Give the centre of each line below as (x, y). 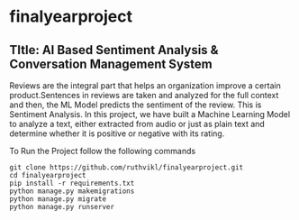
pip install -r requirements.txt (72, 183)
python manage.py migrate (58, 199)
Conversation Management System (111, 64)
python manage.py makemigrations (72, 191)
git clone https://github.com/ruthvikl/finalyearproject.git (127, 168)
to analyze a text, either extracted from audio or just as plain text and (137, 124)
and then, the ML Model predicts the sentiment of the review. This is (136, 105)
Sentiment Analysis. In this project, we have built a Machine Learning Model (150, 114)
